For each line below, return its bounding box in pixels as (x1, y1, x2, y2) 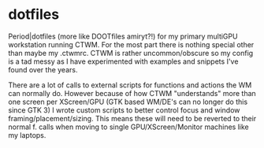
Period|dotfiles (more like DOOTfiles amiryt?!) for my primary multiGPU (8, 31, 238, 41)
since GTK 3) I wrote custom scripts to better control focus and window (8, 105, 240, 115)
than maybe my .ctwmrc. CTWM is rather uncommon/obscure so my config (8, 48, 254, 57)
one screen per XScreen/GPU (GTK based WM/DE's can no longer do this (8, 97, 248, 106)
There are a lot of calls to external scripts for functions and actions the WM (8, 80, 252, 90)
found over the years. (8, 65, 78, 74)
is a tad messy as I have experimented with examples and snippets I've (8, 57, 239, 66)
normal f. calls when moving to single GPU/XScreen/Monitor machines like (8, 122, 250, 131)
